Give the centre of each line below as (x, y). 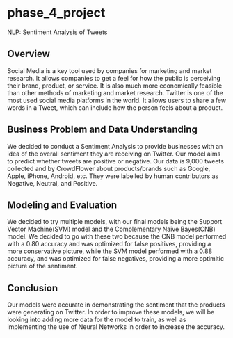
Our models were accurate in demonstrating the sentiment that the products (116, 305)
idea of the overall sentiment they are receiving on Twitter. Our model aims (114, 154)
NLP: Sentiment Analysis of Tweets (57, 32)
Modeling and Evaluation (62, 205)
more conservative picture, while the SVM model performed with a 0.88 (110, 251)
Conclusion (33, 288)
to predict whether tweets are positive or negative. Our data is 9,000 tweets (116, 161)
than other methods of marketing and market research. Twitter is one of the (115, 92)
